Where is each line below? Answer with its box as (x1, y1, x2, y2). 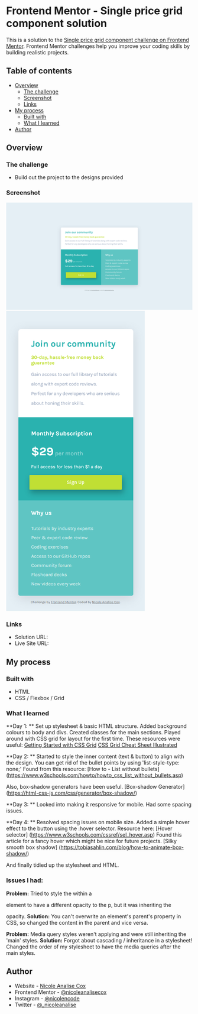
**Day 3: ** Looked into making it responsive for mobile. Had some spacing (6, 801, 192, 808)
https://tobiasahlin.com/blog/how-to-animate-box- (60, 844, 184, 851)
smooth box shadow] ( (6, 844, 61, 851)
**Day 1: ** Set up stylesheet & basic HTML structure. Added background (6, 723, 187, 730)
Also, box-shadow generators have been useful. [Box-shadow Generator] (6, 783, 185, 791)
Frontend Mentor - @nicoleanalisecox (14, 989, 107, 996)
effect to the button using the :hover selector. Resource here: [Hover (6, 825, 173, 832)
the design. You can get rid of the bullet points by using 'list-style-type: (6, 759, 180, 766)
